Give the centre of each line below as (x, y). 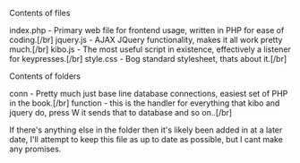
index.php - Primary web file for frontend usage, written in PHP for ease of (147, 30)
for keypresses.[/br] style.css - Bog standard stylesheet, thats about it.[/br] (148, 59)
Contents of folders (45, 76)
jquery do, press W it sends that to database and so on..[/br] (121, 112)
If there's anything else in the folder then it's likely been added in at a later (146, 130)
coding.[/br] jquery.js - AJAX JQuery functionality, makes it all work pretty (146, 40)
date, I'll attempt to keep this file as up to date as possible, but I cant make (146, 139)
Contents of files (40, 13)
